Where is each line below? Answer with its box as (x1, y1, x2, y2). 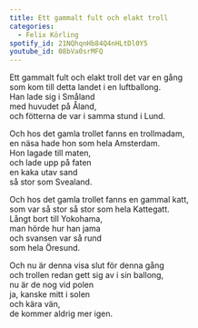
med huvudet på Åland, (9, 101, 97, 112)
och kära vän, (9, 299, 61, 310)
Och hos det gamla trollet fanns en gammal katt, (9, 194, 189, 205)
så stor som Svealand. (9, 176, 93, 187)
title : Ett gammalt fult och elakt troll (9, 13, 169, 23)
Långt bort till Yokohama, (9, 214, 103, 224)
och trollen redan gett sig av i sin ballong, (9, 270, 164, 281)
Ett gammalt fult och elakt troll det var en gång (9, 72, 183, 83)
